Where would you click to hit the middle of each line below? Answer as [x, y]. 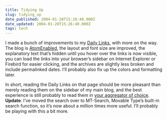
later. [11, 75]
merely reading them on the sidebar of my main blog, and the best [73, 90]
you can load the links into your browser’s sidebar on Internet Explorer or [80, 59]
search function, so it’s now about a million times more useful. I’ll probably [82, 106]
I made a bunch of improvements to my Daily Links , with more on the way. [81, 43]
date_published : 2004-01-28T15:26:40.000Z [50, 19]
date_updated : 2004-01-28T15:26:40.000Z [48, 24]
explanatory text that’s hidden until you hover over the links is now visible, [81, 54]
